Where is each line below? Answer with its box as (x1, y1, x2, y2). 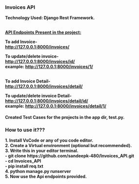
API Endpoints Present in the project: (5, 30, 81, 35)
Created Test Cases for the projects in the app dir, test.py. (5, 114, 125, 120)
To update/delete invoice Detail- (5, 93, 72, 99)
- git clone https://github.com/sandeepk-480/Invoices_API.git (5, 153, 134, 159)
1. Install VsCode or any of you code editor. (5, 137, 94, 143)
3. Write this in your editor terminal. (5, 148, 79, 154)
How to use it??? (5, 126, 45, 133)
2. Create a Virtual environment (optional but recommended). (5, 143, 132, 149)
